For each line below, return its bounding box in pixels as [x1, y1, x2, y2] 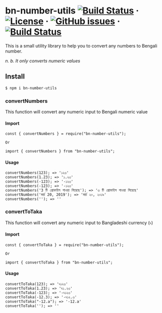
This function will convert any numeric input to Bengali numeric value [5, 108, 148, 114]
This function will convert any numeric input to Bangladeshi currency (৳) [5, 219, 153, 225]
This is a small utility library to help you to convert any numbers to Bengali [5, 42, 157, 48]
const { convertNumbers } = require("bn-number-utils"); [5, 131, 126, 136]
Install [5, 72, 25, 81]
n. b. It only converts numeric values [5, 57, 80, 63]
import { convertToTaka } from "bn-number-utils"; [5, 260, 113, 265]
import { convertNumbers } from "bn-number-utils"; [5, 149, 115, 154]
